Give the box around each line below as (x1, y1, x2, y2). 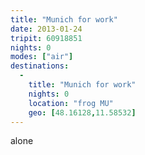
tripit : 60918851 (10, 33, 83, 43)
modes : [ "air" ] (10, 52, 74, 62)
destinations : (10, 61, 70, 71)
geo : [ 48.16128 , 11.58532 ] (28, 107, 137, 118)
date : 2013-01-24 (10, 24, 83, 34)
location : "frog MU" (28, 98, 114, 108)
